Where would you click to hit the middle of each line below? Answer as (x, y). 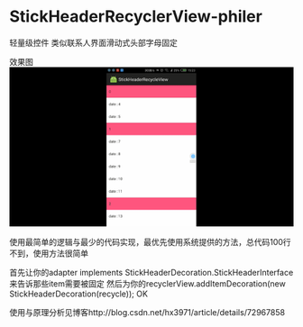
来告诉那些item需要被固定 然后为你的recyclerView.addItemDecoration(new (147, 284)
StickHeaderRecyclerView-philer (136, 17)
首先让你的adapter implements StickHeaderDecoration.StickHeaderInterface (151, 273)
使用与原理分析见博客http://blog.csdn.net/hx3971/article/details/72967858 (147, 313)
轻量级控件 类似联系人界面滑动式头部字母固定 (93, 42)
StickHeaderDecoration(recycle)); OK (79, 294)
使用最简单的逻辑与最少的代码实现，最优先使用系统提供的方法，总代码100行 (150, 242)
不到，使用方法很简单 (49, 253)
